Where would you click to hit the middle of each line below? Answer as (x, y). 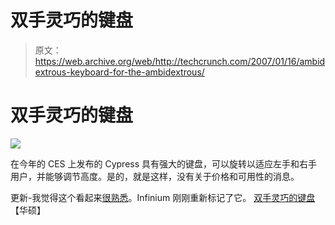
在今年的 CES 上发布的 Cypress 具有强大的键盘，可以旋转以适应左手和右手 (164, 163)
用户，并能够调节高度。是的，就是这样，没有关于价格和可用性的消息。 (155, 176)
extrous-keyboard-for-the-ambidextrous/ (119, 72)
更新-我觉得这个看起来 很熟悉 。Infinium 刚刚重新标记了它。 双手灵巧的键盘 (163, 197)
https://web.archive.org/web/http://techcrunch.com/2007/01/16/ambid (180, 61)
